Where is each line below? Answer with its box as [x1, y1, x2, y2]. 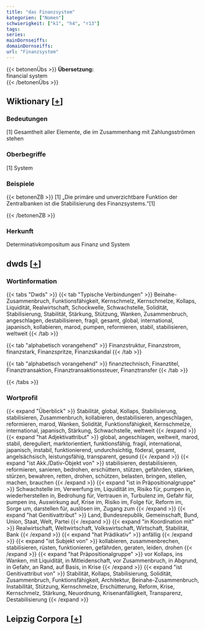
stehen [6, 135, 24, 143]
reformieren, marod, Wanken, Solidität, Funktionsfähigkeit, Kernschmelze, [6, 420, 192, 428]
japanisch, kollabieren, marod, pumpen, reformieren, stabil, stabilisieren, [6, 324, 188, 331]
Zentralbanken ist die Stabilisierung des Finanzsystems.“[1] [6, 200, 155, 207]
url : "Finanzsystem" [6, 49, 59, 55]
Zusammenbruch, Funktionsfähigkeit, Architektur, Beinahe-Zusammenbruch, [6, 576, 199, 584]
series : [6, 32, 26, 38]
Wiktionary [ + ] [6, 96, 63, 107]
